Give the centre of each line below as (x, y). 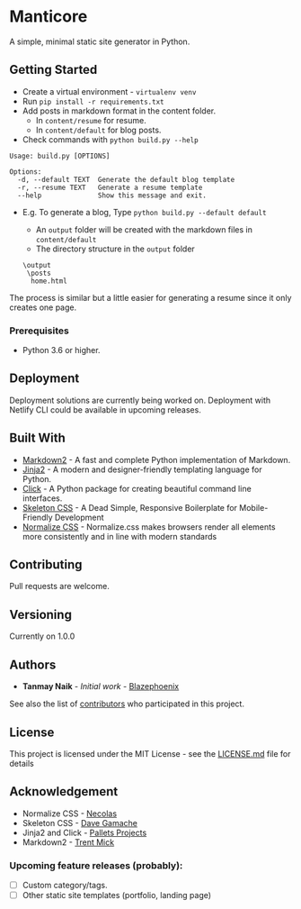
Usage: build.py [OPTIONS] (60, 156)
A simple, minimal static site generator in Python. (100, 41)
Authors (33, 664)
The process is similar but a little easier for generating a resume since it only (150, 297)
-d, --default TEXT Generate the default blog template (126, 179)
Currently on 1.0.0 (42, 636)
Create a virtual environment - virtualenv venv (109, 91)
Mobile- (254, 507)
